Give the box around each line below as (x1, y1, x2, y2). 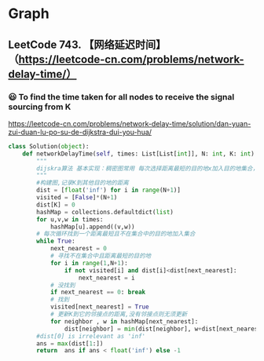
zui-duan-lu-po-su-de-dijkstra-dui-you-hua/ (8, 127, 152, 137)
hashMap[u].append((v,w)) (49, 223, 135, 231)
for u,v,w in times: (36, 215, 104, 224)
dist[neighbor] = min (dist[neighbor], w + (64, 325, 202, 333)
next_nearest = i (78, 274, 135, 282)
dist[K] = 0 (36, 201, 76, 209)
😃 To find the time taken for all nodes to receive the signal (8, 91, 235, 102)
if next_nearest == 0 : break (49, 288, 146, 297)
